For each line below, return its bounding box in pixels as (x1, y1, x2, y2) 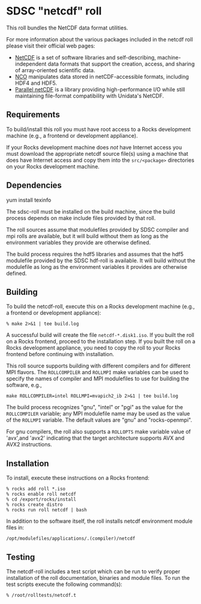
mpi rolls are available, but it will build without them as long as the (6, 232, 169, 239)
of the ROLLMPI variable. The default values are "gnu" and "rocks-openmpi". (6, 416, 193, 424)
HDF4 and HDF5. (14, 79, 57, 87)
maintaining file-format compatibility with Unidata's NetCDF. (14, 92, 164, 99)
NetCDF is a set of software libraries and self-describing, (14, 54, 156, 61)
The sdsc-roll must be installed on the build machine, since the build (6, 208, 175, 215)
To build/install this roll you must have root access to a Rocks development (6, 125, 191, 133)
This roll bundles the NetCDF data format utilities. (6, 24, 128, 31)
